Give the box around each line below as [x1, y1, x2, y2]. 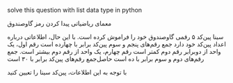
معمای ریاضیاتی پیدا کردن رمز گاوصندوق [7, 19, 112, 27]
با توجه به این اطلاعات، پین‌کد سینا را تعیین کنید [7, 68, 127, 76]
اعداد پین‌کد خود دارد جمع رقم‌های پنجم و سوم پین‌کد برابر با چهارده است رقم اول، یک [7, 40, 226, 48]
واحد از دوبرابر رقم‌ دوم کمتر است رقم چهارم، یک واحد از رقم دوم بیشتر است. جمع [7, 48, 221, 55]
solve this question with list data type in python [7, 6, 143, 14]
